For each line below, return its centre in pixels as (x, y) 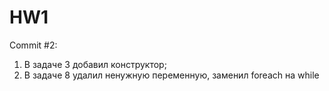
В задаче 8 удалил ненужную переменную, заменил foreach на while (171, 75)
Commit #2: (33, 45)
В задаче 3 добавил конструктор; (95, 64)
